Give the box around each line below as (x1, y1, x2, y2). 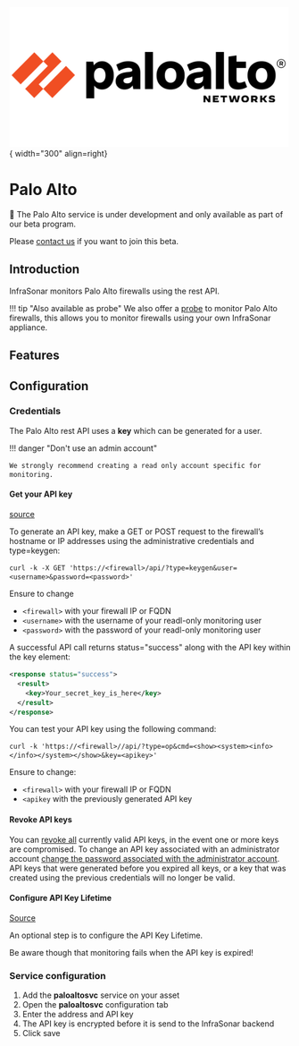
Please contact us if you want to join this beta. (9, 235, 179, 246)
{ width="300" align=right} (9, 149, 108, 158)
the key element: (9, 651, 71, 662)
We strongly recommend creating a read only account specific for (9, 461, 262, 470)
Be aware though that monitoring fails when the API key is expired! (9, 947, 254, 957)
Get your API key (9, 489, 73, 499)
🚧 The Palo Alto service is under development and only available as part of (9, 208, 284, 219)
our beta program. (9, 218, 77, 229)
